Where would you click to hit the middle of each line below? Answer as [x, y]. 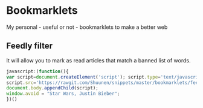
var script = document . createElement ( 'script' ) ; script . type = [84, 77]
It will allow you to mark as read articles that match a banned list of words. [98, 60]
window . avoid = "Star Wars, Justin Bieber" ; [63, 94]
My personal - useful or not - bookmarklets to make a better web [87, 27]
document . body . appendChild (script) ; [52, 88]
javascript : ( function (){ [37, 71]
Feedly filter [30, 46]
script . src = [21, 82]
